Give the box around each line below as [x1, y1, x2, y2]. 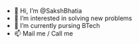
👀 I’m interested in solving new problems [13, 14, 133, 22]
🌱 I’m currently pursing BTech [13, 22, 100, 29]
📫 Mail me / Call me [13, 29, 73, 38]
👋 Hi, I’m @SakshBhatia [13, 7, 83, 15]
